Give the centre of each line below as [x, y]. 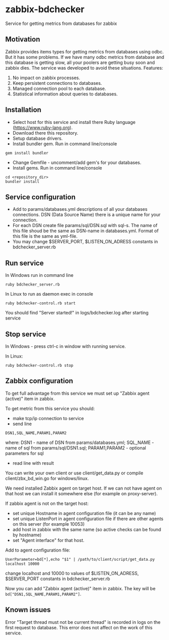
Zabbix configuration [39, 381]
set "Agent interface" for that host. [48, 540]
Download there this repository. [45, 133]
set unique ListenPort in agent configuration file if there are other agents [88, 519]
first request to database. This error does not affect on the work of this [79, 627]
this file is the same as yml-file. [45, 236]
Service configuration [40, 197]
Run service [25, 263]
